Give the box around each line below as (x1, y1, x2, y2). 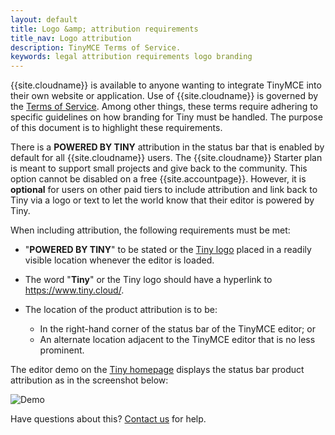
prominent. (39, 344, 85, 356)
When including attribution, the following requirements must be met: (10, 224, 291, 236)
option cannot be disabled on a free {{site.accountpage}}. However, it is (10, 173, 307, 185)
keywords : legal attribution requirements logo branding (10, 52, 253, 62)
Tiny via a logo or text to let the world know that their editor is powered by (10, 194, 315, 206)
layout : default (10, 14, 78, 25)
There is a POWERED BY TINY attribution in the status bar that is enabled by (10, 141, 325, 153)
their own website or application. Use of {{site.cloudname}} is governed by (10, 90, 319, 102)
